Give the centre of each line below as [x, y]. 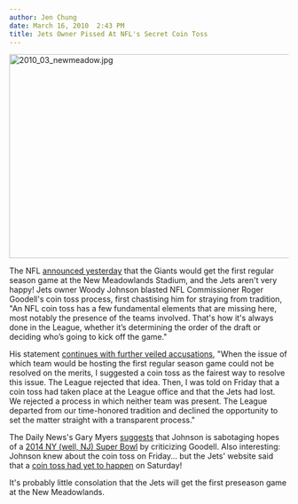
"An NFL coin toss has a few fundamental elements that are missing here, [143, 309]
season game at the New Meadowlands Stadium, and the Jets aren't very [143, 280]
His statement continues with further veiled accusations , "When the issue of [148, 354]
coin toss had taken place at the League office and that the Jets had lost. [142, 392]
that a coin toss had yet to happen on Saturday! [96, 466]
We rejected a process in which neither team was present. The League [138, 401]
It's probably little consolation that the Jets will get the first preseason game [148, 483]
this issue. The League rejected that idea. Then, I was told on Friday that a [144, 382]
